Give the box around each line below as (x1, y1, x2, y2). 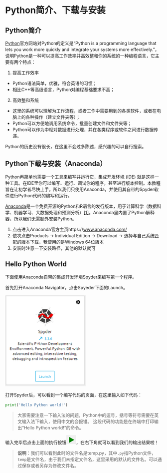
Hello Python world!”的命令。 (23, 424, 84, 430)
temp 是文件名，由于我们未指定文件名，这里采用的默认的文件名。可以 (17, 456, 158, 462)
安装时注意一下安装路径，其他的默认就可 (12, 245, 96, 251)
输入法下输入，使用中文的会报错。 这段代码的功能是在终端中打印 (21, 418, 155, 424)
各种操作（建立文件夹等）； (25, 114, 81, 120)
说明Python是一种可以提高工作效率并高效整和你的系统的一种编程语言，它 (5, 53, 156, 59)
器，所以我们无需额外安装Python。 (5, 216, 77, 222)
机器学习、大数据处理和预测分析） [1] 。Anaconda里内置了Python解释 (13, 209, 155, 215)
